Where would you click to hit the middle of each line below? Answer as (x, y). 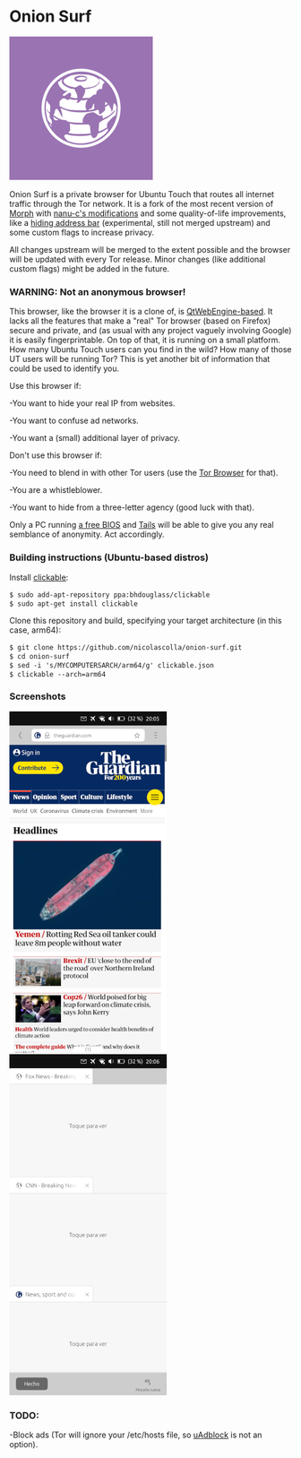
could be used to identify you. (64, 368)
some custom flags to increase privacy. (82, 232)
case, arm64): (35, 630)
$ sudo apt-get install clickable (74, 604)
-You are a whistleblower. (56, 490)
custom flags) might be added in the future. (90, 268)
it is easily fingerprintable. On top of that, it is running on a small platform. (145, 340)
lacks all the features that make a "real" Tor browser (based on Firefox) (140, 321)
